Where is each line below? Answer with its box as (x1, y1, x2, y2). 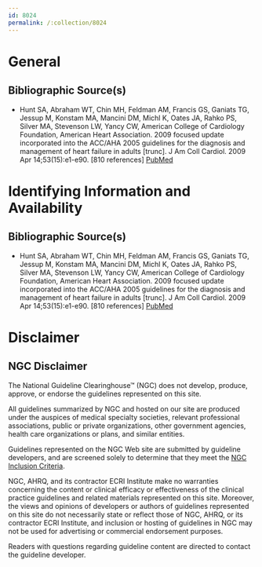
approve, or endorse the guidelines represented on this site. (8, 389, 202, 398)
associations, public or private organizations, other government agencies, (8, 421, 246, 430)
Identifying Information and (8, 182, 191, 200)
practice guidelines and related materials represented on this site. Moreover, (8, 492, 255, 503)
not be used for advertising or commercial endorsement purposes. (8, 526, 224, 536)
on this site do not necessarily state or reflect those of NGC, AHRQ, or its (8, 510, 243, 519)
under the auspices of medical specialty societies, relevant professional (8, 412, 241, 422)
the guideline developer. (8, 550, 86, 559)
